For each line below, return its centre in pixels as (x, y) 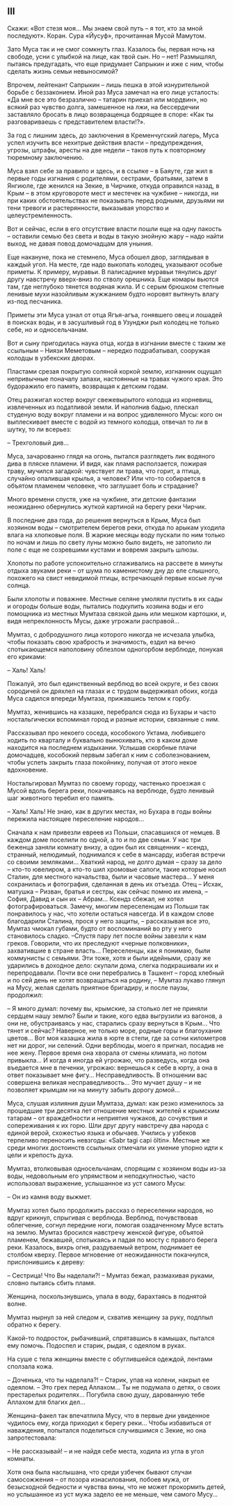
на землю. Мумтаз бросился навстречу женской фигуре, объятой (105, 1232)
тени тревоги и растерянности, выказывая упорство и (88, 207)
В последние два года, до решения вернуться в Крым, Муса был (104, 520)
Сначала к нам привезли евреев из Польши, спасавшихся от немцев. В (114, 832)
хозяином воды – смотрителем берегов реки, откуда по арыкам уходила (116, 527)
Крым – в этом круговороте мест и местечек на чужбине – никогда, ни (113, 193)
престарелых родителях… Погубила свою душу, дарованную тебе (106, 1394)
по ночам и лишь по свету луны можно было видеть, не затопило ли (109, 542)
